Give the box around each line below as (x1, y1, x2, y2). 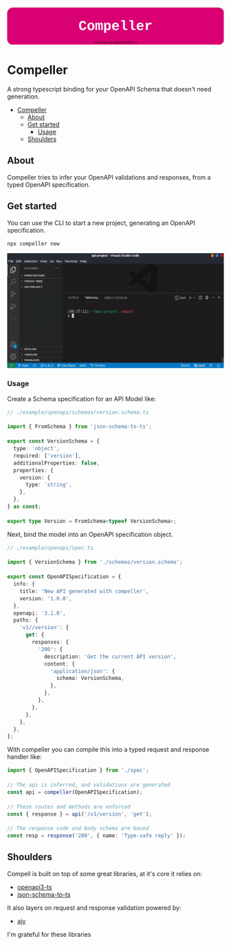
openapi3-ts (16, 882, 52, 891)
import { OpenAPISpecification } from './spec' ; (7, 767, 149, 774)
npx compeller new (7, 240, 60, 247)
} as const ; (7, 503, 41, 510)
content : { (43, 660, 76, 668)
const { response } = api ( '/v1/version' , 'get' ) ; (7, 810, 153, 818)
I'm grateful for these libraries (7, 930, 91, 938)
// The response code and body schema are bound (7, 825, 149, 832)
